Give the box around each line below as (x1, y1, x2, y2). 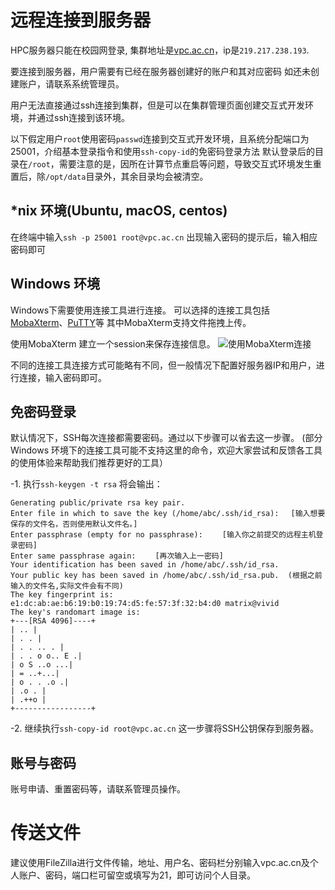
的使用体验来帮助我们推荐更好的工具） (10, 457, 168, 469)
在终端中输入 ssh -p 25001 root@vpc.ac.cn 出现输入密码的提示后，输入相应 (10, 231, 318, 243)
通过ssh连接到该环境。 (36, 111, 131, 123)
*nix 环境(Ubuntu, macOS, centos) (10, 202, 228, 220)
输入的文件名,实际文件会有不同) (10, 581, 124, 591)
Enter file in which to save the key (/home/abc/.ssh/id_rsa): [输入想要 (10, 509, 326, 519)
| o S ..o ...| (10, 660, 74, 670)
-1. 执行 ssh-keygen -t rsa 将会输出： (10, 478, 163, 490)
